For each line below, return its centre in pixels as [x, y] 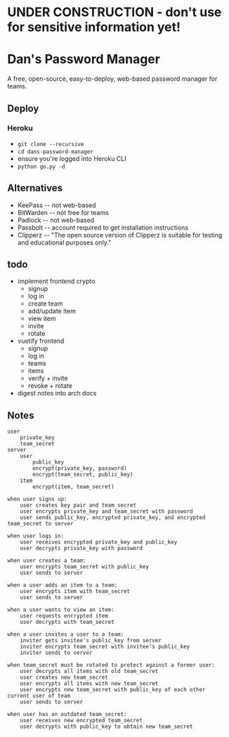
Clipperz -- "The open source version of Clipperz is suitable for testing [120, 235]
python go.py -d [41, 167]
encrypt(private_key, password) [80, 469]
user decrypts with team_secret [67, 622]
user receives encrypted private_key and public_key [99, 542]
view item [42, 319]
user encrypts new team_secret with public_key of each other [113, 690]
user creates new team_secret [64, 678]
